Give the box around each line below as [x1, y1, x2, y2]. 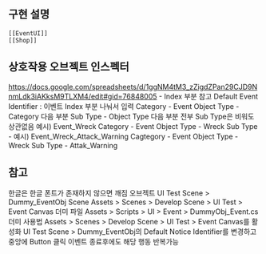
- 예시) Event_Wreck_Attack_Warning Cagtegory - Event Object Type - [8, 131, 238, 141]
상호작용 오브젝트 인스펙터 [8, 60, 129, 74]
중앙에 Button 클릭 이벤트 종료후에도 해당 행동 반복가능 [8, 237, 180, 247]
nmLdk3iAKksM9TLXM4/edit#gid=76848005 [8, 91, 157, 101]
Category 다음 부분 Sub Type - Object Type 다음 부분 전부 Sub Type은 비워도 [8, 111, 255, 121]
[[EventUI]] [8, 29, 48, 38]
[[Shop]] [8, 36, 38, 44]
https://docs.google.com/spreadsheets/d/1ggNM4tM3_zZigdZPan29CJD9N [8, 82, 258, 91]
